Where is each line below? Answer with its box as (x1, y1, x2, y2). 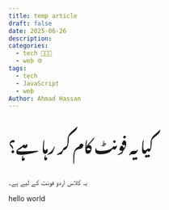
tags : (8, 65, 27, 73)
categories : (8, 42, 49, 50)
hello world (8, 194, 46, 204)
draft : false (8, 19, 53, 27)
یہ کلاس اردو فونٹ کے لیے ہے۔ (8, 178, 87, 187)
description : (8, 34, 53, 43)
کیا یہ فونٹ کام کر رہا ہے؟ (8, 124, 154, 164)
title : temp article (8, 11, 78, 20)
